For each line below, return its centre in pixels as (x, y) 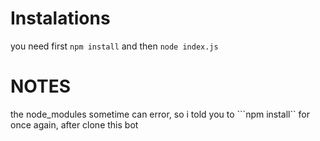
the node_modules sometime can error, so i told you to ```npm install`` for (160, 114)
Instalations (60, 18)
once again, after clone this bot (74, 124)
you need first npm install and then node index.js (114, 46)
